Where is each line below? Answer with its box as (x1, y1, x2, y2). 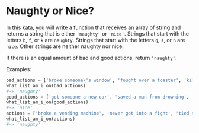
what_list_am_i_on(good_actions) (6, 99, 89, 105)
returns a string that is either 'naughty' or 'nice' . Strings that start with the (6, 30, 190, 37)
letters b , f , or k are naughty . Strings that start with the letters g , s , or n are (6, 36, 185, 43)
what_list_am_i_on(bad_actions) (6, 83, 86, 88)
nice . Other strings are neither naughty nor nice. (6, 43, 124, 50)
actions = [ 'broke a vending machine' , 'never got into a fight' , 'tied (6, 110, 190, 116)
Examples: (6, 65, 31, 72)
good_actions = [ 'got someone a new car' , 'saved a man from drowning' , (6, 94, 190, 100)
